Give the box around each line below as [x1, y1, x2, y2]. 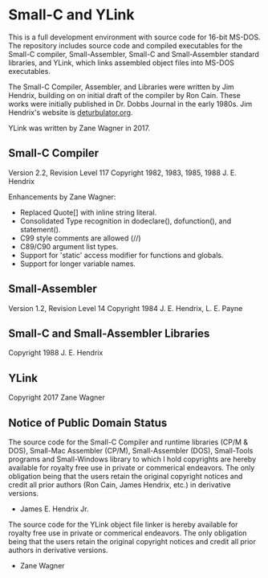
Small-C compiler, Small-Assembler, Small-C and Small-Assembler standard [8, 49, 259, 59]
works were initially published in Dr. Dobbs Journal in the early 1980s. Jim [8, 99, 253, 109]
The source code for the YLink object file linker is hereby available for [8, 520, 238, 529]
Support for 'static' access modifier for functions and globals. [19, 250, 224, 260]
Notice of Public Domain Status [8, 416, 168, 429]
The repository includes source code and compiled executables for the [8, 40, 243, 50]
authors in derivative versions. [8, 545, 108, 555]
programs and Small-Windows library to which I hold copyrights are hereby [8, 454, 257, 464]
